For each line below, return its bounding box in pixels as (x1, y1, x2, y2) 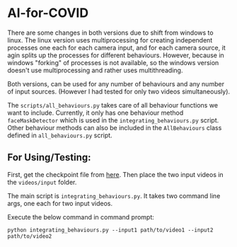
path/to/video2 (7, 232, 52, 240)
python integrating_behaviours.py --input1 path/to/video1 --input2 (7, 226, 214, 234)
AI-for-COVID (7, 5, 89, 21)
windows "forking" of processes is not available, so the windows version (7, 58, 219, 67)
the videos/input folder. (7, 178, 77, 186)
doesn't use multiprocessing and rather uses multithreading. (7, 66, 183, 74)
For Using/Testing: (7, 151, 91, 163)
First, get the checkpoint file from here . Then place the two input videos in (7, 170, 224, 178)
